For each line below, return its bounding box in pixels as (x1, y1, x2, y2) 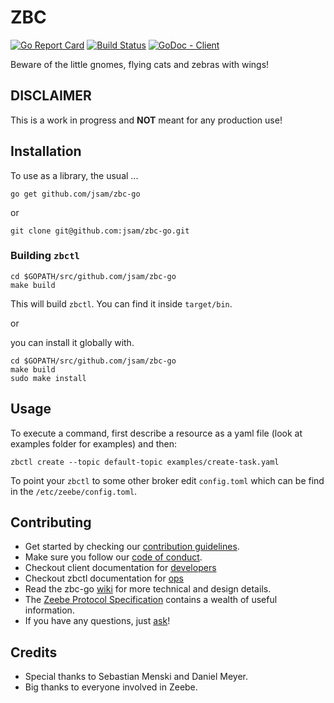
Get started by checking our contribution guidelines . (24, 541, 240, 553)
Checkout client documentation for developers (24, 562, 217, 574)
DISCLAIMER (10, 87, 92, 105)
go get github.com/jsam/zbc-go (10, 189, 141, 199)
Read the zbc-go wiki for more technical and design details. (24, 583, 272, 595)
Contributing (10, 514, 92, 531)
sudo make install (10, 373, 87, 383)
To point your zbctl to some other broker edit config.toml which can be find (10, 474, 325, 486)
